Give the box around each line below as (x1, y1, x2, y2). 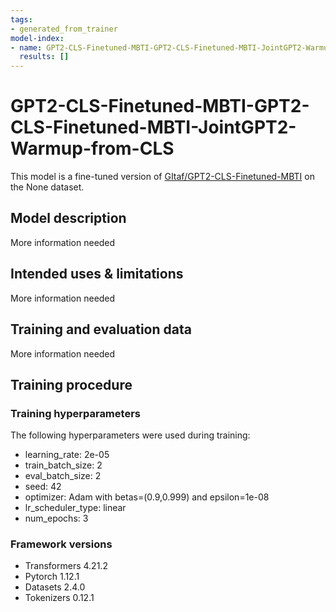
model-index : (10, 33, 65, 43)
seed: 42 (24, 481, 62, 493)
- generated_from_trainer (10, 24, 118, 34)
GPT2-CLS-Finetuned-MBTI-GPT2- (10, 95, 310, 118)
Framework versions (10, 537, 113, 551)
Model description (10, 210, 127, 227)
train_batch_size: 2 (24, 459, 103, 471)
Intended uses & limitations (10, 266, 184, 283)
